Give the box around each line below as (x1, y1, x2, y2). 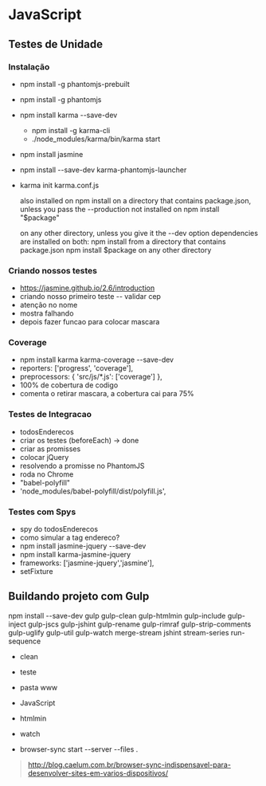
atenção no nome (19, 301, 78, 310)
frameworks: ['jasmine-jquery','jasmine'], (19, 558, 155, 568)
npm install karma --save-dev (19, 110, 118, 120)
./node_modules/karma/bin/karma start (31, 134, 161, 143)
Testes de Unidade (8, 37, 104, 51)
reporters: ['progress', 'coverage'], (19, 364, 134, 373)
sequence (8, 636, 41, 646)
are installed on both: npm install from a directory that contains (19, 237, 226, 246)
